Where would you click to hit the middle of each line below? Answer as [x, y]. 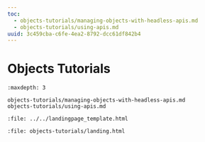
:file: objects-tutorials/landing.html [66, 131]
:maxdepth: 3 [27, 88]
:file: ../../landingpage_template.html [68, 119]
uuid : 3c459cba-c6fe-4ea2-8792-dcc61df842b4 [74, 34]
